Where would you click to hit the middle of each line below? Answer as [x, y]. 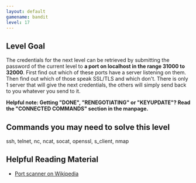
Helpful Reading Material [52, 159]
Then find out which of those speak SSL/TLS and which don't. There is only [97, 79]
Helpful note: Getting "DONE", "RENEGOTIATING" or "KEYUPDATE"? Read [98, 102]
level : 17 [18, 22]
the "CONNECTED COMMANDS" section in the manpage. [77, 109]
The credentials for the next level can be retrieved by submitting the [88, 60]
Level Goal [26, 46]
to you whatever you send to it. [43, 91]
